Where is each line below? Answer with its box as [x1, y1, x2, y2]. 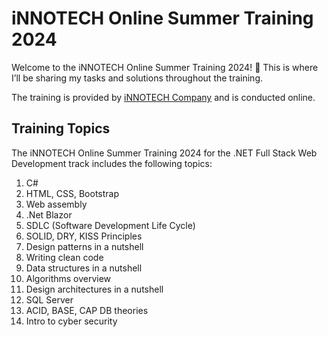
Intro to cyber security [25, 315, 118, 327]
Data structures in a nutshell [25, 262, 143, 274]
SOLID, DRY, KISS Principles [25, 230, 143, 242]
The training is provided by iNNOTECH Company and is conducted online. [11, 91, 316, 103]
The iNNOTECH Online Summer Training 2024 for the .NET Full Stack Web [11, 147, 318, 159]
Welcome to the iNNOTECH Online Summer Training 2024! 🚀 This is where [11, 61, 319, 73]
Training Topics [11, 120, 111, 137]
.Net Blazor [25, 208, 73, 221]
